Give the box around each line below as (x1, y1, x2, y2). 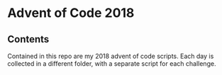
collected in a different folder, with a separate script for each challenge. (7, 59, 216, 68)
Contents (7, 33, 50, 45)
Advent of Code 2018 (7, 5, 135, 21)
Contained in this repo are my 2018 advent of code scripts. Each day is (7, 52, 214, 60)
